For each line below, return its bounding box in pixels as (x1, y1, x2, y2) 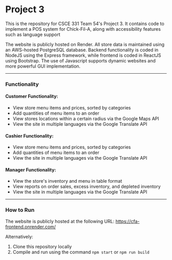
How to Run (5, 206, 35, 213)
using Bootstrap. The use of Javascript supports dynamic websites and (5, 57, 156, 63)
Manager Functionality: (5, 166, 56, 172)
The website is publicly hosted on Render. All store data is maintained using (5, 41, 165, 47)
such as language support (5, 31, 60, 37)
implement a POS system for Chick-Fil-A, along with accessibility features (5, 26, 161, 32)
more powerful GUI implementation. (5, 63, 81, 69)
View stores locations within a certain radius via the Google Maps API (12, 116, 160, 122)
